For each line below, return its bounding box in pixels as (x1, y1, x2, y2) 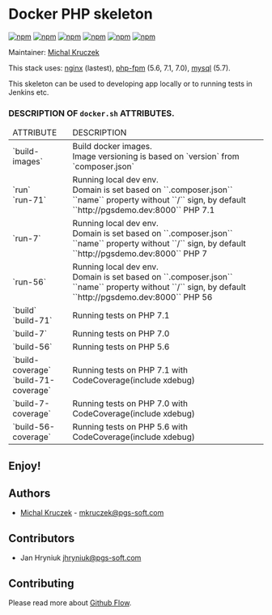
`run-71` (12, 194, 47, 206)
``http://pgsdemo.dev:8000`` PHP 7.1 (72, 204, 215, 216)
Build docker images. (72, 141, 152, 152)
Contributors (8, 532, 75, 545)
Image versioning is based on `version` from (72, 151, 240, 162)
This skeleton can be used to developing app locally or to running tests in (8, 79, 253, 88)
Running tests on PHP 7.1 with (72, 365, 189, 376)
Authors (8, 487, 51, 501)
